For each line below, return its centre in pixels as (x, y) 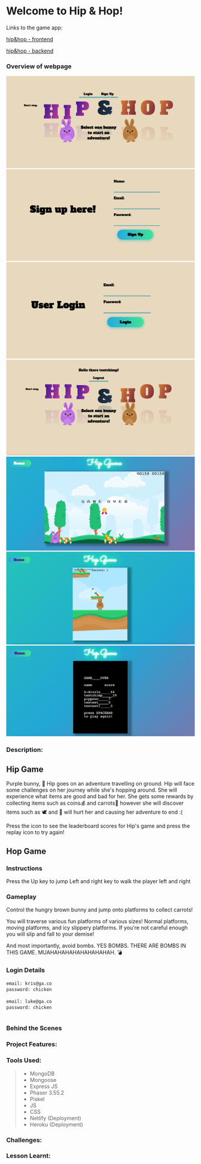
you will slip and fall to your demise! (50, 934)
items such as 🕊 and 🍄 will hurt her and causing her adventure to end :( (95, 812)
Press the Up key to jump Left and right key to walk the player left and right (98, 881)
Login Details (26, 970)
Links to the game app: (34, 28)
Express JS (44, 1086)
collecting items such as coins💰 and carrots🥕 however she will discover (95, 803)
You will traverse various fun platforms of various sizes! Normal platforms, (98, 921)
